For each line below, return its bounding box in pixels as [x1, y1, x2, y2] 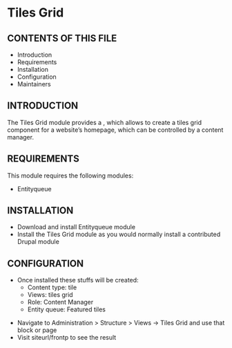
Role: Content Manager [27, 298, 94, 307]
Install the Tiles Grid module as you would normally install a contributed [17, 230, 221, 239]
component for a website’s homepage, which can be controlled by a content [7, 126, 224, 134]
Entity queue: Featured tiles [27, 305, 106, 313]
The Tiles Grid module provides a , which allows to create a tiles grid [7, 118, 202, 126]
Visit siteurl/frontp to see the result [17, 333, 117, 342]
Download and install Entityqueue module [17, 223, 136, 231]
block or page [17, 326, 57, 334]
